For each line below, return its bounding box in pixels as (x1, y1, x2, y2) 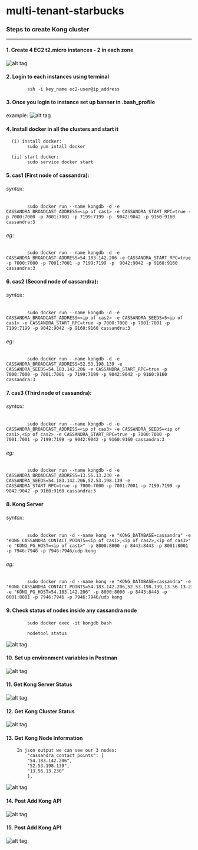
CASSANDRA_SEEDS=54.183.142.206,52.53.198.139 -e (6, 478, 131, 484)
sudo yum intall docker (27, 144, 85, 150)
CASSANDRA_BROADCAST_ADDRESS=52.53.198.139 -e (6, 361, 123, 368)
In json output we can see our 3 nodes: (16, 748, 117, 754)
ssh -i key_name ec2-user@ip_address (27, 86, 120, 92)
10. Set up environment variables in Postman (6, 654, 118, 661)
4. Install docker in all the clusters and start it (6, 125, 119, 133)
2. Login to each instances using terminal (6, 73, 110, 81)
